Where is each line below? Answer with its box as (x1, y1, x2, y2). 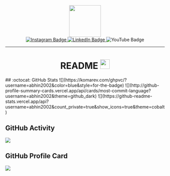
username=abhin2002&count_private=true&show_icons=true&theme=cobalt (5, 103, 165, 110)
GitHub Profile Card (5, 152, 68, 160)
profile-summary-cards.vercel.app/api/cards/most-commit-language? (5, 87, 151, 93)
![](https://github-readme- (98, 93, 153, 99)
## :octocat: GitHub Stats (5, 77, 58, 83)
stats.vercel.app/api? (5, 98, 49, 104)
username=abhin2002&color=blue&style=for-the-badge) (5, 82, 124, 88)
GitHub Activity (5, 124, 55, 132)
